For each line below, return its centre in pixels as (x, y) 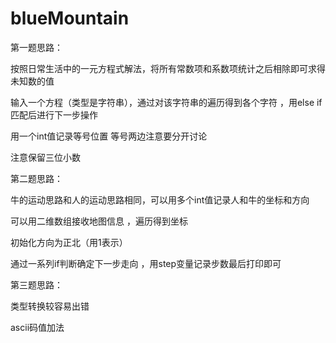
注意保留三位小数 (45, 157)
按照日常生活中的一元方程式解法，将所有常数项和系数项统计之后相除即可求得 (168, 68)
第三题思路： (36, 284)
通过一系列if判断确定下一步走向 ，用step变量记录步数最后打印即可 (146, 263)
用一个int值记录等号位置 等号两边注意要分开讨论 (109, 136)
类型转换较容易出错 (50, 306)
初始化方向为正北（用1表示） (69, 242)
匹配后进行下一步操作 (54, 114)
